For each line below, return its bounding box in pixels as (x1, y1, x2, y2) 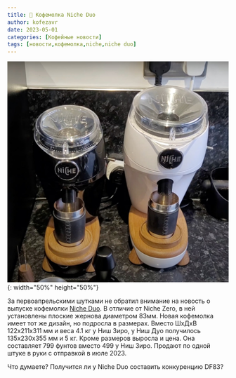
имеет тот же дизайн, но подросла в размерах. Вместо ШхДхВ (7, 319, 197, 328)
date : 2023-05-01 (7, 26, 58, 33)
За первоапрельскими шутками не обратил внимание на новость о (7, 297, 211, 305)
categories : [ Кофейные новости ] (7, 34, 102, 41)
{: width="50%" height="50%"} (7, 283, 99, 292)
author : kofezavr (7, 18, 58, 26)
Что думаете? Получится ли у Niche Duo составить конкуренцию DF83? (7, 363, 224, 371)
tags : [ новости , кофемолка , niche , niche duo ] (7, 41, 137, 48)
